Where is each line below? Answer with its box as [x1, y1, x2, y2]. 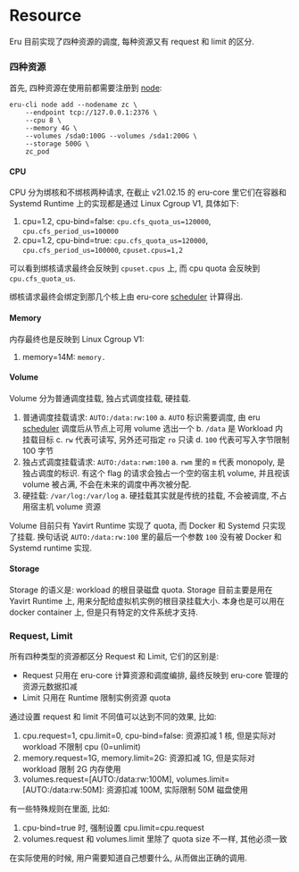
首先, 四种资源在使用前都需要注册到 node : [9, 82, 162, 94]
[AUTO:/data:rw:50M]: [21, 784, 104, 795]
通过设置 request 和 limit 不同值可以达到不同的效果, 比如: [9, 711, 217, 722]
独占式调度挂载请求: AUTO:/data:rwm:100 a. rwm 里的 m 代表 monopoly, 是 [21, 457, 286, 467]
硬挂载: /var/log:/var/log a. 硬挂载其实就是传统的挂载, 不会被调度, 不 [21, 490, 279, 500]
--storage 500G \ [25, 139, 90, 148]
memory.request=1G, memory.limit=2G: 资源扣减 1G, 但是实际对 [21, 752, 256, 764]
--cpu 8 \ [25, 116, 62, 125]
